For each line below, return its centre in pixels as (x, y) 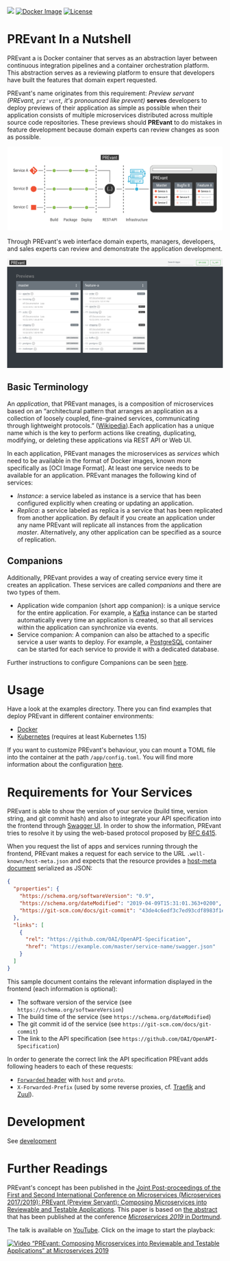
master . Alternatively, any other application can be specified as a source (119, 532)
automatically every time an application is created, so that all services (115, 620)
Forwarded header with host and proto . (71, 1079)
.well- (196, 854)
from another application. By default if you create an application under (116, 517)
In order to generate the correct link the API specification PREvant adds (108, 1059)
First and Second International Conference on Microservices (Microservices (114, 1195)
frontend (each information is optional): (62, 989)
